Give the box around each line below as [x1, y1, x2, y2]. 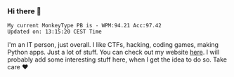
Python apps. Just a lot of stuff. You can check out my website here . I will [7, 48, 220, 57]
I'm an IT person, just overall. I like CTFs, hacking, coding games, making [7, 41, 219, 49]
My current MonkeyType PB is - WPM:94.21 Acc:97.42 [7, 22, 162, 29]
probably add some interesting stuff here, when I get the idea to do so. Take [7, 55, 227, 64]
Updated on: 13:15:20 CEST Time [7, 28, 102, 36]
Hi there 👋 [7, 6, 42, 16]
